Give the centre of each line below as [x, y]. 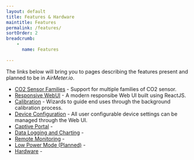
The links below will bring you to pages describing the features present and [97, 71]
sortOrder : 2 [22, 33]
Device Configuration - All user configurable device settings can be [96, 114]
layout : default [26, 11]
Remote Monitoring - [40, 138]
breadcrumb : [21, 39]
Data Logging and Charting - [49, 133]
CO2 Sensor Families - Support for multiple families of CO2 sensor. [96, 89]
